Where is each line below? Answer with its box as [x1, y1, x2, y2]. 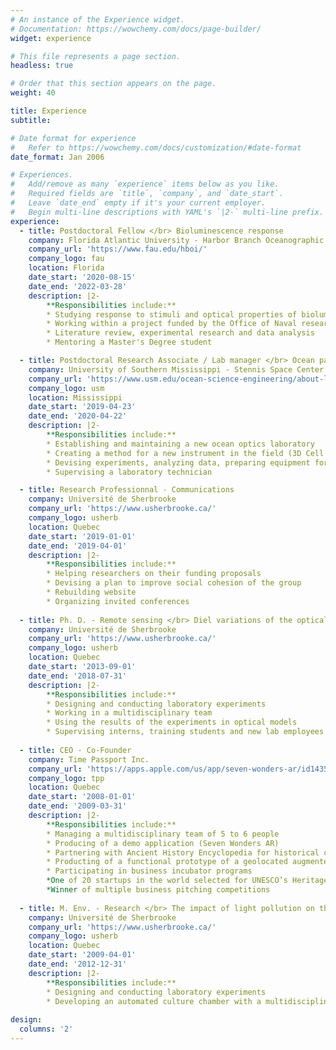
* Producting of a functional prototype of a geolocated [46, 857, 288, 867]
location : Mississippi [28, 392, 123, 403]
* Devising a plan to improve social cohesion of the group [46, 578, 302, 588]
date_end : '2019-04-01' [28, 541, 128, 551]
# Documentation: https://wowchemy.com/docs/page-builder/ [10, 24, 262, 34]
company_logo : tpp [28, 773, 105, 783]
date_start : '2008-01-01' [28, 792, 137, 802]
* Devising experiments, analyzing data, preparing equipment [46, 457, 311, 468]
